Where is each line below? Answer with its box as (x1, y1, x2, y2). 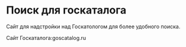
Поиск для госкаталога (6, 4, 127, 17)
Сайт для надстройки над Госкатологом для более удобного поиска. (6, 23, 181, 30)
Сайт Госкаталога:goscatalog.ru (6, 34, 86, 41)
